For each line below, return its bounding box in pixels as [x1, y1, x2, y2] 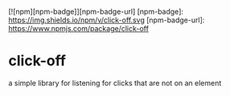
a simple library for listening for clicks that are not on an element [8, 78, 222, 87]
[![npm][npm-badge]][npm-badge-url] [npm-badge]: [8, 7, 183, 16]
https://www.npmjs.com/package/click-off [8, 24, 149, 33]
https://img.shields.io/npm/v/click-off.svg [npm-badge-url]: [8, 15, 205, 25]
